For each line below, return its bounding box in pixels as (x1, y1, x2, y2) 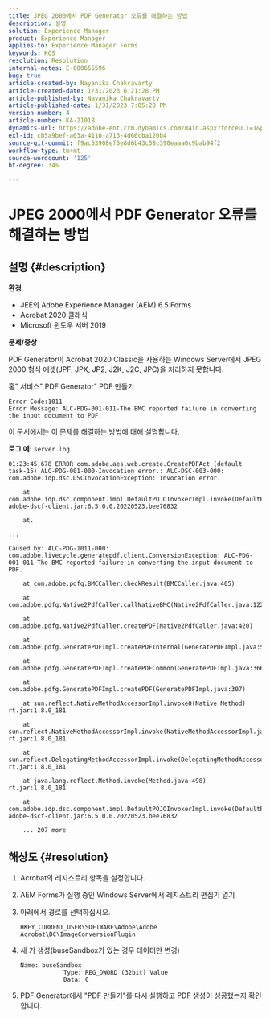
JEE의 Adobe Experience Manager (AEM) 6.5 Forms (19, 300, 191, 310)
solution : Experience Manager (8, 27, 110, 35)
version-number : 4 (8, 109, 70, 117)
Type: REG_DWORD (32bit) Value (63, 968, 169, 976)
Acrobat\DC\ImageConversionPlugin (19, 930, 136, 938)
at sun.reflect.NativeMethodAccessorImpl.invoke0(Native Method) (22, 699, 247, 708)
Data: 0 (63, 975, 89, 983)
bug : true (8, 72, 42, 80)
